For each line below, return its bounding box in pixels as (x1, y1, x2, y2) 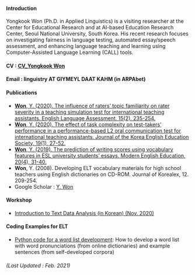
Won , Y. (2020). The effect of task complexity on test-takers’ (14, 121, 162, 128)
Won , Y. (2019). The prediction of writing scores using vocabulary (14, 145, 173, 152)
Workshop (6, 196, 32, 203)
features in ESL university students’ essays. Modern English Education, (14, 152, 186, 159)
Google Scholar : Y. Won (14, 183, 74, 190)
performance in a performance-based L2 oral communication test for (14, 127, 181, 134)
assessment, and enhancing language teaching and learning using (6, 43, 166, 50)
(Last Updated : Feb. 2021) (6, 262, 71, 269)
